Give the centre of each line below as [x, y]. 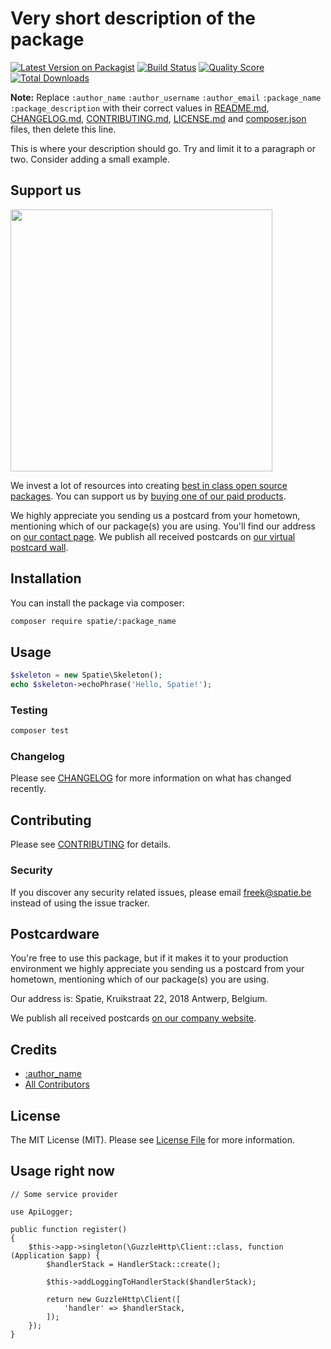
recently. [28, 789]
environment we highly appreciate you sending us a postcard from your [157, 969]
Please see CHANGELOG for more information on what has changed [151, 778]
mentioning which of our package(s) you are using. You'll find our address [163, 526]
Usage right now [62, 1171]
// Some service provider [64, 1194]
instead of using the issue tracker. [80, 903]
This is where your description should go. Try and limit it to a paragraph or [163, 148]
